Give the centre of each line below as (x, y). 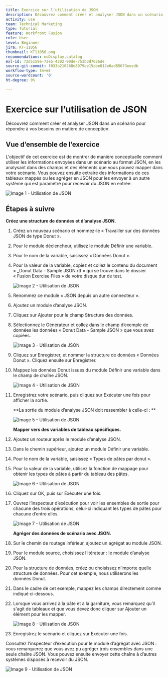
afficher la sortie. (31, 400)
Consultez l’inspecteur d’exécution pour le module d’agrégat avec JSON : (81, 644)
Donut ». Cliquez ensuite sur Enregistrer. (55, 360)
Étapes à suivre (30, 209)
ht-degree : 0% (21, 80)
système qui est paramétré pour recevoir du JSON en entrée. (69, 183)
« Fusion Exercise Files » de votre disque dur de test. (67, 276)
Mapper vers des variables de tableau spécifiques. (67, 430)
